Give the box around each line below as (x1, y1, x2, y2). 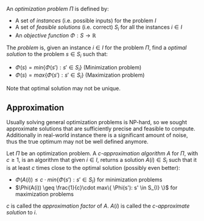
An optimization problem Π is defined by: (6, 5, 110, 12)
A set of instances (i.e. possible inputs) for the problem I (15, 17, 157, 24)
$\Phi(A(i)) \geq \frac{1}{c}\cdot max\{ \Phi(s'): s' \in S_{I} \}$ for (15, 184, 178, 191)
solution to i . (6, 208, 38, 216)
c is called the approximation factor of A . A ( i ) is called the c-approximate (6, 202, 190, 209)
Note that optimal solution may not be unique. (6, 85, 121, 92)
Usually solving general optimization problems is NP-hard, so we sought (6, 119, 188, 125)
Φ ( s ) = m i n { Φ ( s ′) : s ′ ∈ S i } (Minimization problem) (15, 63, 142, 72)
